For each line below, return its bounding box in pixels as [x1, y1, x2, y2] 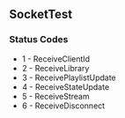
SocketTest [9, 7, 73, 22]
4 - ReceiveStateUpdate [21, 81, 110, 92]
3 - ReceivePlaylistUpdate [21, 72, 116, 83]
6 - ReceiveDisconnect [21, 100, 106, 111]
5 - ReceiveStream [21, 91, 90, 101]
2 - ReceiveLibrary [21, 63, 90, 73]
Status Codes [9, 33, 69, 46]
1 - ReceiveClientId [21, 53, 91, 64]
